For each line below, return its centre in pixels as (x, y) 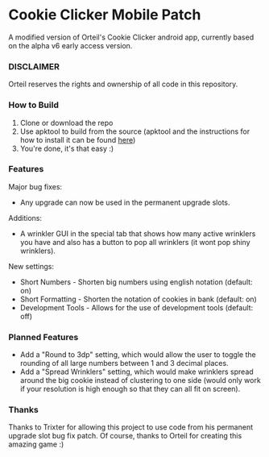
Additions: (25, 218)
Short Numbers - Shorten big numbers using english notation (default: (136, 282)
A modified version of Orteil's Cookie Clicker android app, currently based (131, 37)
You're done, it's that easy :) (67, 148)
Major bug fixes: (35, 186)
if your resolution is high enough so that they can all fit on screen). (130, 389)
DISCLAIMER (34, 66)
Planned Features (43, 337)
